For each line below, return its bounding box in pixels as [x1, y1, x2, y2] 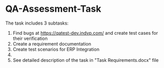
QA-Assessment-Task [5, 3, 101, 15]
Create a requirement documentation [12, 40, 92, 47]
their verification [12, 35, 48, 41]
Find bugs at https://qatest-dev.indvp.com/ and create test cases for [12, 30, 158, 36]
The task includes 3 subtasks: [5, 20, 69, 26]
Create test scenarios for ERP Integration [12, 46, 100, 52]
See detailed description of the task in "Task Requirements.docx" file [12, 57, 159, 63]
